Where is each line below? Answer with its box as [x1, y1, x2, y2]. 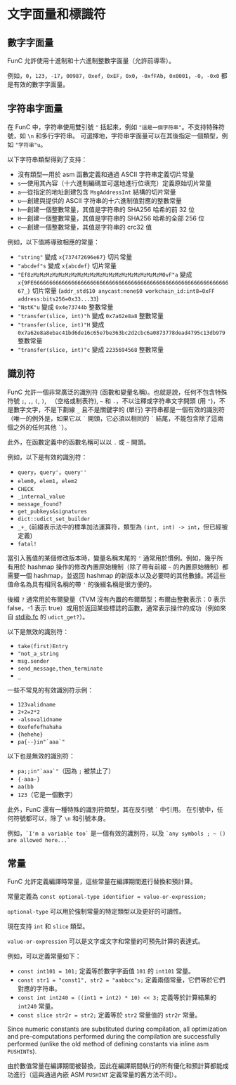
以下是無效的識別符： [7, 627, 69, 636]
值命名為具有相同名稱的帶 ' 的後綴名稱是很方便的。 [7, 580, 156, 588]
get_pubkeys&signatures [17, 508, 88, 515]
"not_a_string [17, 650, 59, 657]
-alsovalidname [17, 716, 63, 723]
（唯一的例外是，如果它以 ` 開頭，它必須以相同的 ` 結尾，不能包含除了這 [7, 414, 218, 422]
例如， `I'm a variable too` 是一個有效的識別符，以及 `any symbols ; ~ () [7, 829, 226, 837]
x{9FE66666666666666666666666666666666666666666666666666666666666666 [17, 279, 229, 287]
